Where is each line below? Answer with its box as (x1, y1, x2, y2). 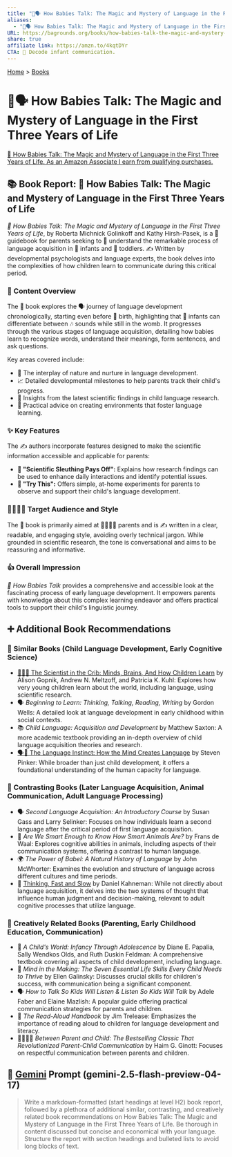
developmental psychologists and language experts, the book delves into (7, 254, 215, 263)
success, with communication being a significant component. (17, 979, 192, 988)
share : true (7, 36, 41, 43)
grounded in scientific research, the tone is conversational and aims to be (7, 538, 216, 546)
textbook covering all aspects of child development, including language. (17, 958, 222, 966)
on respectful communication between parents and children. (17, 1048, 190, 1057)
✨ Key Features (7, 426, 60, 435)
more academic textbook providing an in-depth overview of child (17, 733, 202, 742)
